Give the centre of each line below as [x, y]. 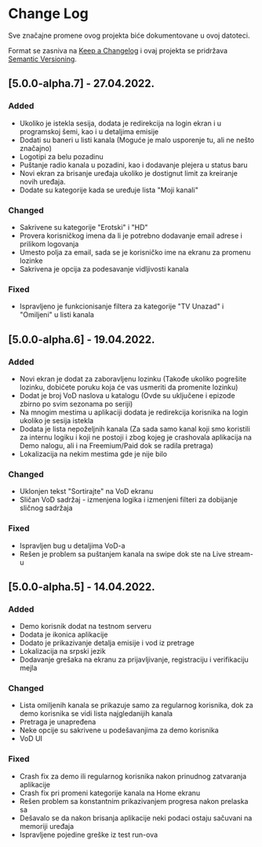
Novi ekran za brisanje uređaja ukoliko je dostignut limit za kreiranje [128, 173]
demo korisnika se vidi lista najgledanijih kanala [96, 714]
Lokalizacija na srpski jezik [62, 652]
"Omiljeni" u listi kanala [56, 315]
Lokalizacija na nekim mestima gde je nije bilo [93, 454]
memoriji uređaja [47, 826]
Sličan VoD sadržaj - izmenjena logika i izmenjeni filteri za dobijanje [128, 500]
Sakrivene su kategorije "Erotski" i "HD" [84, 227]
